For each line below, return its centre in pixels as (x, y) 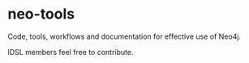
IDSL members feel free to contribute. (71, 52)
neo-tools (41, 14)
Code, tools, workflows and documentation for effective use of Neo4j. (124, 36)
